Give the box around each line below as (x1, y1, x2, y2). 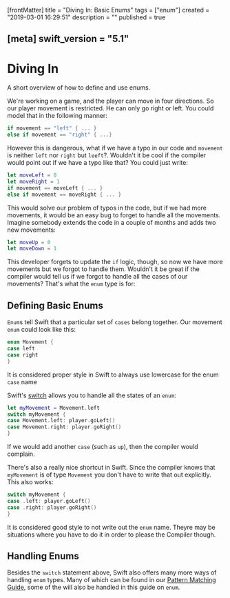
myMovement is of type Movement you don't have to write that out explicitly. (7, 470, 211, 479)
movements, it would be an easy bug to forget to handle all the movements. (7, 210, 221, 219)
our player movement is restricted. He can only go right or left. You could (7, 104, 214, 112)
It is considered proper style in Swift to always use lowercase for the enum (7, 370, 219, 379)
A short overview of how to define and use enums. (7, 83, 151, 92)
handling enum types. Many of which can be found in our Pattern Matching (7, 576, 216, 584)
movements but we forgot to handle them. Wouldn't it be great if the (7, 265, 200, 273)
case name (7, 377, 38, 386)
